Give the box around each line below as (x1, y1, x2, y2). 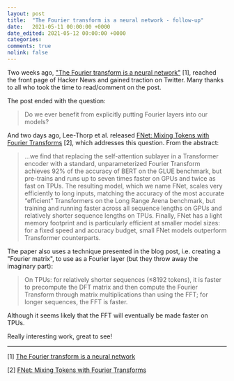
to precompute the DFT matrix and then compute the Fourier (24, 283, 198, 291)
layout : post (7, 10, 45, 17)
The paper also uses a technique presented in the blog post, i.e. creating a (7, 247, 221, 255)
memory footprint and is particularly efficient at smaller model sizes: (24, 218, 221, 227)
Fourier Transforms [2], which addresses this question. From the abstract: (7, 138, 219, 147)
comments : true (7, 43, 52, 50)
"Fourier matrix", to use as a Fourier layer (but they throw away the (7, 254, 198, 262)
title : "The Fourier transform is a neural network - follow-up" (7, 17, 204, 24)
